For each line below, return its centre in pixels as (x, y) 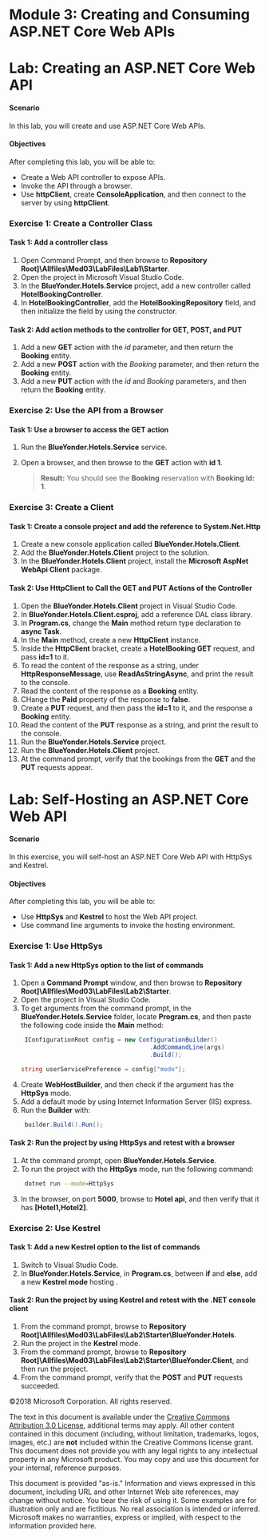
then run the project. (54, 1369)
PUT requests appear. (57, 767)
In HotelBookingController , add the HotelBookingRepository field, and (138, 302)
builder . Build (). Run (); (64, 1125)
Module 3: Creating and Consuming (130, 15)
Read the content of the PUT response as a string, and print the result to (139, 724)
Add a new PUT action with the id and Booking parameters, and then (133, 381)
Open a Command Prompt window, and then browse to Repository (131, 983)
